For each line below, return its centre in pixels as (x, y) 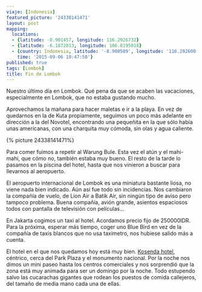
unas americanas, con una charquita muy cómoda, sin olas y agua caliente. (100, 128)
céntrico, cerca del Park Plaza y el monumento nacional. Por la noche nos (98, 258)
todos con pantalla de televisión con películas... (65, 209)
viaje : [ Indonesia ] (31, 12)
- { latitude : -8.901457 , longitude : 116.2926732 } (75, 40)
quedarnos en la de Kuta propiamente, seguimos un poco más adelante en (99, 116)
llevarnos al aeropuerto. (36, 171)
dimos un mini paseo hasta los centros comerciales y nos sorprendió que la (100, 265)
